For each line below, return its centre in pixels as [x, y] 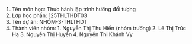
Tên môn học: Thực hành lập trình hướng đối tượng [74, 9]
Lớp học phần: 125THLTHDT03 [49, 15]
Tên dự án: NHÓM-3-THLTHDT [49, 22]
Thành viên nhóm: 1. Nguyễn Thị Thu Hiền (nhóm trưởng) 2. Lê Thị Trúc [99, 28]
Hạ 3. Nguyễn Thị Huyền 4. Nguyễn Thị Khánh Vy [72, 34]
